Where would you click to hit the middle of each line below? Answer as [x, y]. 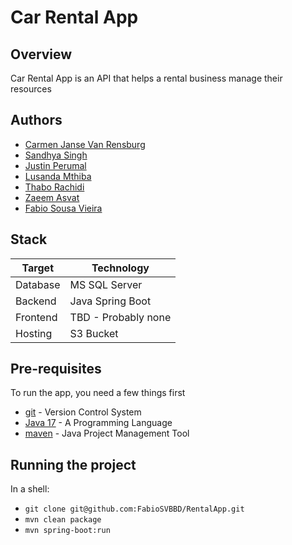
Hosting [34, 333]
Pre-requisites [56, 369]
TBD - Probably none [120, 317]
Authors [36, 120]
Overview [41, 54]
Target [37, 268]
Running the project [73, 464]
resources [31, 89]
